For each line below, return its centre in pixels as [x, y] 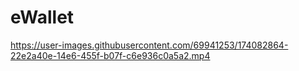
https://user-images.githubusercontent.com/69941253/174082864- [149, 45]
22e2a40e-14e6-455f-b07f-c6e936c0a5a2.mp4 [110, 55]
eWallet [42, 17]
